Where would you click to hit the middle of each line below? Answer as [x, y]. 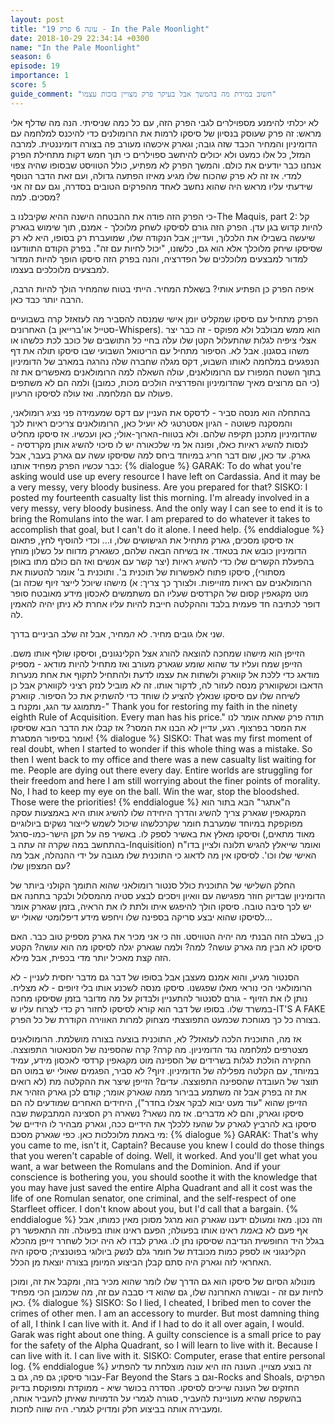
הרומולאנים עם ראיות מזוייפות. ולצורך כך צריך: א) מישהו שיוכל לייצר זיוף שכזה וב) [161, 582]
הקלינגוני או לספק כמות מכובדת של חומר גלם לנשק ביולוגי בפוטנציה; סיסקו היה [158, 1251]
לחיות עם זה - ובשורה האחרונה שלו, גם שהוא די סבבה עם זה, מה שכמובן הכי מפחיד [167, 1292]
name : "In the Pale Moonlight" [75, 47]
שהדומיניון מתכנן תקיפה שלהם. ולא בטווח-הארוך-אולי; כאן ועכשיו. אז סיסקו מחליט [164, 433]
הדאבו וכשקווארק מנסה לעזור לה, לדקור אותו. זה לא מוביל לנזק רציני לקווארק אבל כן [167, 685]
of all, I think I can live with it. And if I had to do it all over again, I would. [157, 1323]
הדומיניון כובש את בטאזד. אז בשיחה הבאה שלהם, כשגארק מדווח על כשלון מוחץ [158, 550]
